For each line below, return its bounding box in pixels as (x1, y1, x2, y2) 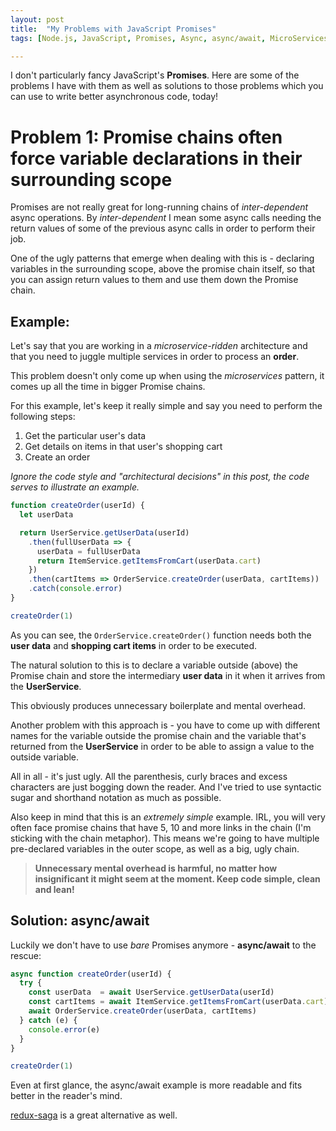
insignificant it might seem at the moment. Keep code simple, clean (34, 872, 321, 885)
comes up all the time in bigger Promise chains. (10, 381, 206, 393)
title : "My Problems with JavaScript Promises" (10, 24, 217, 34)
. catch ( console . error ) (28, 584, 123, 594)
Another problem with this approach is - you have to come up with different (10, 719, 321, 731)
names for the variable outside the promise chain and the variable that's (10, 729, 307, 741)
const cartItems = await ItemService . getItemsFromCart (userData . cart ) (28, 997, 329, 1007)
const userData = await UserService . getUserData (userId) (28, 987, 275, 998)
